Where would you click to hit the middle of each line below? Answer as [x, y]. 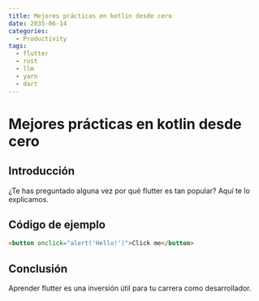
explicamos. [28, 199]
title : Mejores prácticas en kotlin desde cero [91, 16]
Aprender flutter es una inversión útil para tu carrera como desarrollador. [130, 288]
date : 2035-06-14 [38, 24]
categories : [28, 31]
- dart [27, 84]
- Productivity [41, 39]
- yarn [27, 76]
